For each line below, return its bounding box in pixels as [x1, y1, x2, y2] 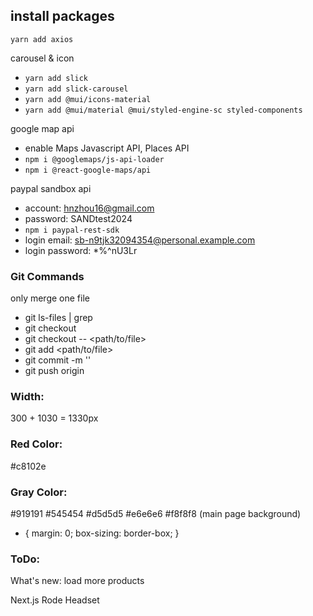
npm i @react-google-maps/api [24, 165, 152, 175]
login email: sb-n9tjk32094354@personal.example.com [24, 234, 256, 246]
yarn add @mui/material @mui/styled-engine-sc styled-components [24, 105, 303, 115]
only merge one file [10, 292, 90, 304]
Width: [10, 390, 45, 404]
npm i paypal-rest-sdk [24, 225, 120, 235]
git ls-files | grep [24, 312, 93, 324]
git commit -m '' [24, 354, 92, 366]
